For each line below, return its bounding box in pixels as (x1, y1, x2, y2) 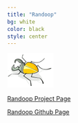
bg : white (7, 18, 36, 25)
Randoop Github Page (7, 108, 70, 116)
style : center (7, 33, 48, 40)
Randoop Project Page (7, 95, 71, 103)
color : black (7, 25, 45, 32)
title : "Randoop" (7, 11, 57, 18)
